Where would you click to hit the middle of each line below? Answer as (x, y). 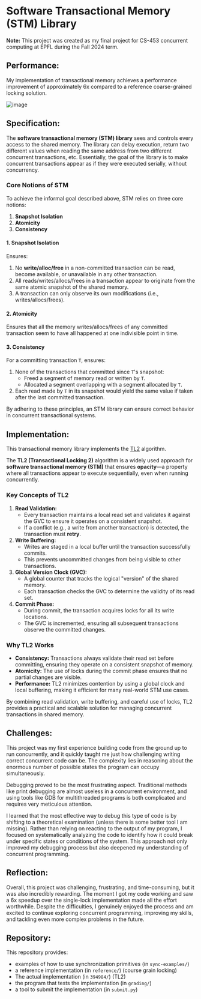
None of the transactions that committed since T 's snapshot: (89, 372)
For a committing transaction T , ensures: (56, 360)
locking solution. (26, 93)
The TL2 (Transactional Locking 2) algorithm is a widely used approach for (100, 460)
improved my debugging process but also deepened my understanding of (97, 847)
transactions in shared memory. (45, 714)
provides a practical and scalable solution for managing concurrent (89, 708)
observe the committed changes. (65, 629)
